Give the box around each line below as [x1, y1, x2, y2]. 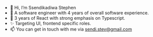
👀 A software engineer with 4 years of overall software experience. [10, 10, 149, 16]
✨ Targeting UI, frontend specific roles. [10, 20, 92, 26]
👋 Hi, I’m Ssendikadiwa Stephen [10, 5, 76, 10]
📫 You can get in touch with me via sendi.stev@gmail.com [10, 26, 132, 32]
